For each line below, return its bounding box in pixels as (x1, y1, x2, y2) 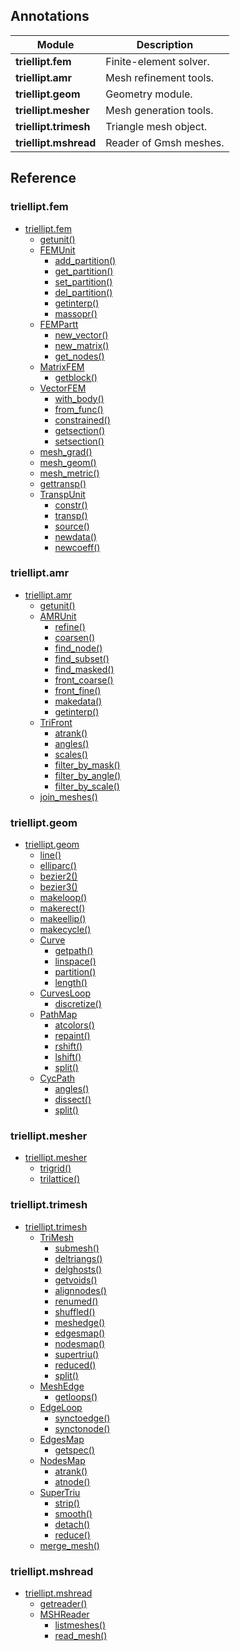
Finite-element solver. (105, 54, 210, 68)
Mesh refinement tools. (105, 70, 215, 84)
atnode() (54, 1475, 91, 1488)
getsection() (54, 424, 105, 436)
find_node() (54, 642, 103, 654)
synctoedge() (54, 1412, 111, 1424)
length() (54, 977, 88, 989)
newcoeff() (54, 541, 101, 553)
